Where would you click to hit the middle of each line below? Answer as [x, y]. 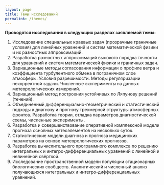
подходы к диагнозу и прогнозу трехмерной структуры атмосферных [85, 110]
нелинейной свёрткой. [36, 157]
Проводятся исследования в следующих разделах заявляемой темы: [80, 33]
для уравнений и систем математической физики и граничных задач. [85, 63]
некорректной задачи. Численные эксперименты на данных [75, 84]
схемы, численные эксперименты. [48, 120]
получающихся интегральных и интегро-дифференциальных [76, 172]
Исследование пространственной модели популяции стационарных [84, 162]
